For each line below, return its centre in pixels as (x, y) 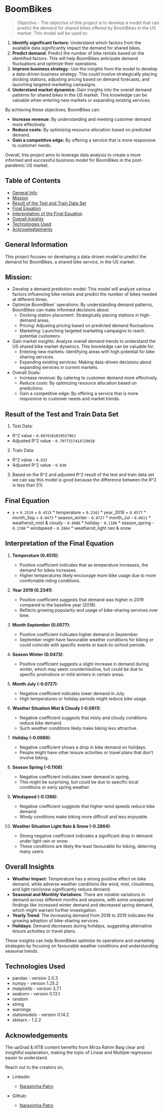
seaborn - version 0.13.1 (36, 994)
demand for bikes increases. (48, 570)
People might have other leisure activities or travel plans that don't (86, 752)
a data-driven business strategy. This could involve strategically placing (85, 74)
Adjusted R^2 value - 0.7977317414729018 (53, 441)
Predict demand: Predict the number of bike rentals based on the (78, 53)
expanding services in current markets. (59, 367)
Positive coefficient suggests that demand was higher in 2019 (82, 600)
